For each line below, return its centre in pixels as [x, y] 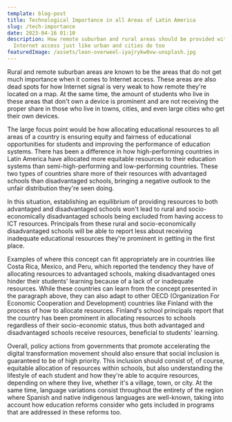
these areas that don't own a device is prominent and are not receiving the [113, 101]
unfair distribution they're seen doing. [61, 188]
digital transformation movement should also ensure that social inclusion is [113, 353]
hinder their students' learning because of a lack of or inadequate [100, 281]
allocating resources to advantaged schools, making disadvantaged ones [111, 273]
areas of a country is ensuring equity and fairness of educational [99, 136]
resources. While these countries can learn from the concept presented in [112, 288]
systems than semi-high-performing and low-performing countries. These [113, 166]
